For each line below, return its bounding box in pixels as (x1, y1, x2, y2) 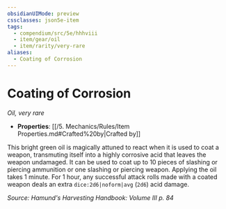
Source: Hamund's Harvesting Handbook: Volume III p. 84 (7, 193, 174, 202)
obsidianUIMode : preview (7, 10, 79, 17)
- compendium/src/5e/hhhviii (13, 29, 98, 37)
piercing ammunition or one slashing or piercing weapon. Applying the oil (7, 165, 217, 173)
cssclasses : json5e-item (7, 17, 79, 24)
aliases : (7, 49, 33, 56)
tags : (7, 23, 23, 30)
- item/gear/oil (13, 36, 60, 43)
